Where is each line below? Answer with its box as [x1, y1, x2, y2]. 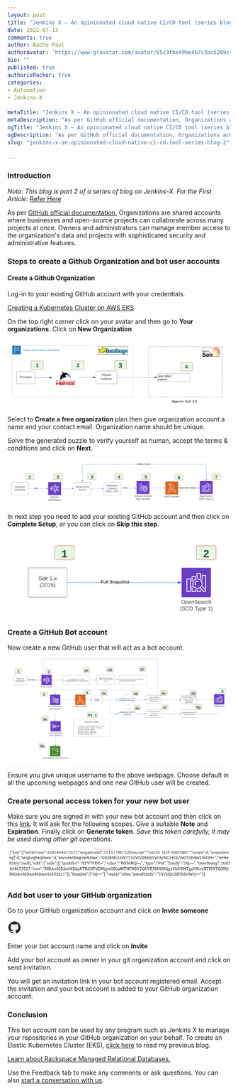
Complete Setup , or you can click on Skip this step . [7, 520, 159, 528]
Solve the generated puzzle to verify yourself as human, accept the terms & [7, 436, 228, 445]
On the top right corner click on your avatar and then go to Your [7, 317, 193, 326]
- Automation [7, 86, 46, 94]
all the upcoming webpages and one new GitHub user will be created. [7, 778, 211, 787]
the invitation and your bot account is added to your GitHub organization [7, 984, 218, 993]
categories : [7, 79, 42, 86]
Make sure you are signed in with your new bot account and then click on [7, 812, 222, 821]
